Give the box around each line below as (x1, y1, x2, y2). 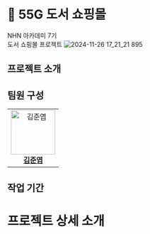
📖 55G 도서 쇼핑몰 (7, 6, 106, 23)
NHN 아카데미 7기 (7, 31, 57, 40)
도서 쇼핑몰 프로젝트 (7, 40, 62, 48)
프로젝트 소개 (7, 63, 62, 75)
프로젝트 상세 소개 (7, 213, 105, 229)
